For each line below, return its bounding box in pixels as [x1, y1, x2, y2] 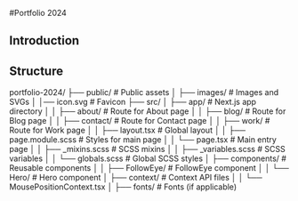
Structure [9, 63, 64, 78]
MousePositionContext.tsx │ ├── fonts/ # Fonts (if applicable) [9, 181, 238, 192]
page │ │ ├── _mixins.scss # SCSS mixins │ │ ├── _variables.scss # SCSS [9, 144, 286, 155]
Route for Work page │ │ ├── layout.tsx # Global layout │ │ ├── [9, 125, 246, 136]
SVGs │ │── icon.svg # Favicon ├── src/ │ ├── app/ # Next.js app [9, 97, 256, 108]
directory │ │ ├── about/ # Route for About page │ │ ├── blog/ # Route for [9, 106, 286, 117]
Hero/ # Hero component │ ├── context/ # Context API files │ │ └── [9, 173, 262, 183]
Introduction [9, 33, 80, 48]
